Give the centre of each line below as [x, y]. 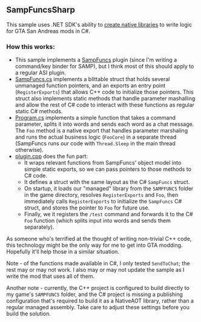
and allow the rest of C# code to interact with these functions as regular [105, 105]
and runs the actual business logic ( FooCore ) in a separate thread [96, 137]
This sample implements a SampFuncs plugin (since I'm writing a [96, 60]
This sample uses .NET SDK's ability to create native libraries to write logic [99, 24]
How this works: [31, 47]
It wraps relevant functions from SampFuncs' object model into [103, 163]
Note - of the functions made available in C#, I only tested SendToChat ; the [98, 263]
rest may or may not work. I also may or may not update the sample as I [95, 270]
